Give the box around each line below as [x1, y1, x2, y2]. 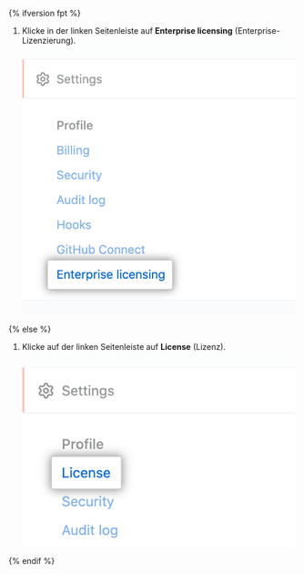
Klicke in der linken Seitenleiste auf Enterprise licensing [21, 26, 233, 36]
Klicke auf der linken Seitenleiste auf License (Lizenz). [21, 342, 227, 353]
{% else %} [8, 323, 52, 335]
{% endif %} [8, 555, 56, 566]
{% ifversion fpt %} [8, 8, 81, 18]
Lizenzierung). [21, 36, 76, 46]
